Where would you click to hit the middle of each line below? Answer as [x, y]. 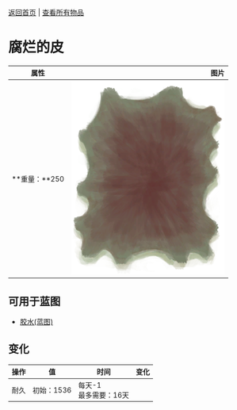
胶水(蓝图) [36, 322]
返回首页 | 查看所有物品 [46, 12]
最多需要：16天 [103, 395]
